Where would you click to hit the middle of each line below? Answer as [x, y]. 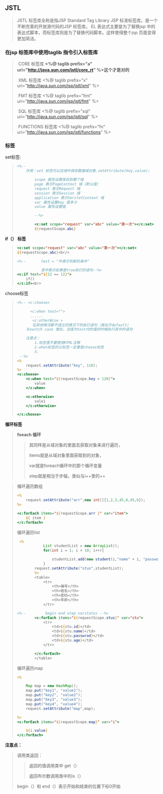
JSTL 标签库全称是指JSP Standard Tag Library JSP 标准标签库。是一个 [87, 20]
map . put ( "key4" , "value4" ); [54, 704]
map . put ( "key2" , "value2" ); [54, 695]
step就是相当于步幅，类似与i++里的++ [67, 476]
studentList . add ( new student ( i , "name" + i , [97, 559]
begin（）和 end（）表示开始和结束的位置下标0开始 [69, 786]
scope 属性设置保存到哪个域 [59, 180]
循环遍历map [30, 668]
